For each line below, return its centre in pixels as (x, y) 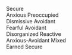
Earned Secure (24, 47)
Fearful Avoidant (26, 27)
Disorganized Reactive (34, 34)
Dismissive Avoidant (31, 21)
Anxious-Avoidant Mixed (36, 40)
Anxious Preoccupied (32, 15)
